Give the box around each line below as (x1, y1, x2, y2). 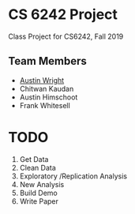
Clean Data (19, 163, 57, 172)
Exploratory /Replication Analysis (19, 171, 128, 181)
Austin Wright (19, 75, 65, 84)
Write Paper (19, 196, 59, 206)
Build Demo (19, 188, 58, 197)
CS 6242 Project (8, 6, 118, 24)
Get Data (19, 154, 49, 163)
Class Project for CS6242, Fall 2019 (8, 32, 124, 41)
